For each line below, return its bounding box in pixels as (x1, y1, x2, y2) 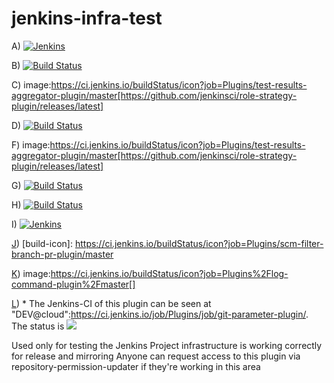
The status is (11, 320, 65, 332)
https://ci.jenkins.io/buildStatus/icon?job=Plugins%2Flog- (50, 267, 289, 279)
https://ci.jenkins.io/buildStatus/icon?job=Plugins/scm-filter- (74, 237, 324, 249)
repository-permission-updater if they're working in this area (11, 360, 261, 372)
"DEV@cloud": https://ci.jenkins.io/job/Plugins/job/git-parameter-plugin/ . (11, 308, 309, 320)
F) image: (11, 138, 51, 151)
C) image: (11, 78, 52, 91)
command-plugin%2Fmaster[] (11, 278, 136, 290)
